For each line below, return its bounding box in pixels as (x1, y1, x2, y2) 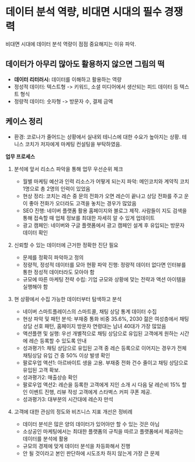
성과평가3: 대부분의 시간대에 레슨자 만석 (22, 395, 113, 402)
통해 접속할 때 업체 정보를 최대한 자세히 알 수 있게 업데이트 (22, 214, 155, 221)
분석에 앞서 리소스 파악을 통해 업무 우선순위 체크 (13, 165, 123, 173)
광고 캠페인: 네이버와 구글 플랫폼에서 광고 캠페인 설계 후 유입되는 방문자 (22, 222, 185, 229)
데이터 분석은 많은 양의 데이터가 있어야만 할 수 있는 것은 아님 (22, 420, 160, 427)
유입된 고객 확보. (22, 366, 61, 373)
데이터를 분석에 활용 (22, 435, 68, 442)
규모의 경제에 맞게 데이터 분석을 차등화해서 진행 (22, 442, 131, 449)
